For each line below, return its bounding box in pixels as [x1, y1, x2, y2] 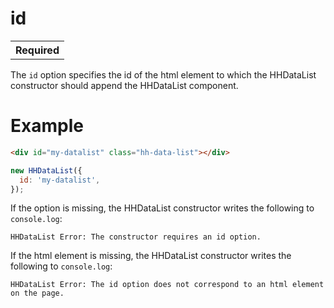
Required [15, 43, 60, 57]
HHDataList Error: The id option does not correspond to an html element [10, 280, 325, 290]
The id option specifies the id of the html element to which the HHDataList [10, 68, 317, 81]
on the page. [10, 288, 65, 299]
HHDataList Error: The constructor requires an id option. [10, 232, 262, 242]
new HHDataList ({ [10, 165, 83, 176]
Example [10, 115, 84, 137]
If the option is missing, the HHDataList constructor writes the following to [10, 202, 315, 214]
